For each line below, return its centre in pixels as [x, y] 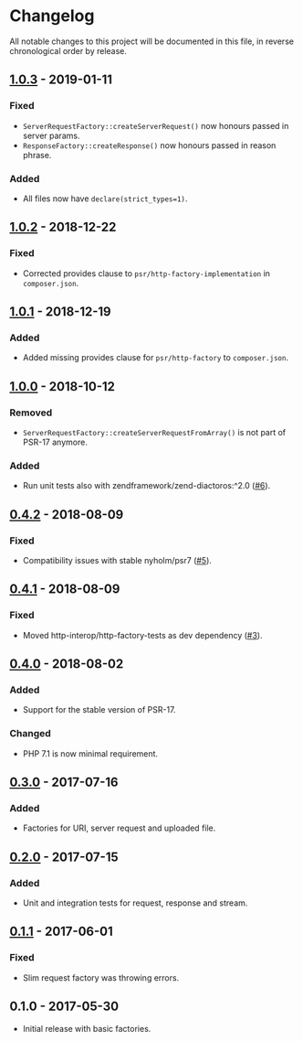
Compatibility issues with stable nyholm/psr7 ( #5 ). [117, 560]
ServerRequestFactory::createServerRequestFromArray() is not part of [154, 432]
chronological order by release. [68, 50]
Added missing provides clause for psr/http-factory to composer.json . [156, 358]
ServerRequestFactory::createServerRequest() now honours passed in [156, 125]
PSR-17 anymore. [55, 442]
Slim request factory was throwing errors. [101, 977]
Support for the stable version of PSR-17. [99, 710]
